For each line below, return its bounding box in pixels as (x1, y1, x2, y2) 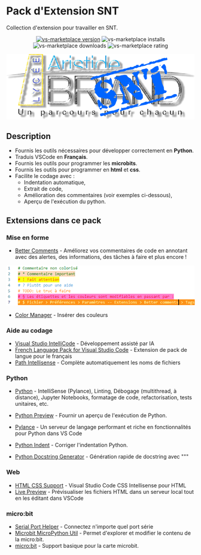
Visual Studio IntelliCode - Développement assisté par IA (14, 340, 154, 347)
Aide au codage (6, 326, 53, 334)
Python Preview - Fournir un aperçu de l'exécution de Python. (14, 412, 167, 419)
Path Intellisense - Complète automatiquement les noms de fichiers (14, 359, 181, 366)
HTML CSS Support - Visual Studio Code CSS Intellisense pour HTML (14, 481, 187, 489)
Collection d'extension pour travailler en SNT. (6, 24, 118, 31)
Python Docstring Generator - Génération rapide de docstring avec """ (14, 453, 189, 460)
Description (6, 131, 51, 141)
